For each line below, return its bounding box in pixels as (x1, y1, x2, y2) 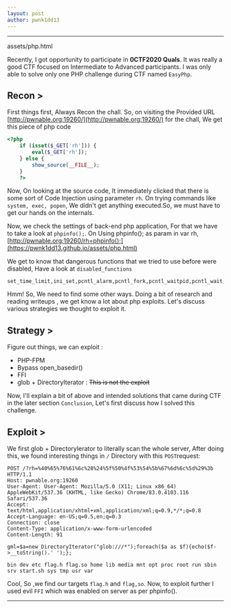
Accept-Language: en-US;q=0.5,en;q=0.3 (7, 514, 122, 521)
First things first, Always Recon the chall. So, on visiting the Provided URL (7, 108, 215, 116)
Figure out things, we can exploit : (7, 343, 103, 351)
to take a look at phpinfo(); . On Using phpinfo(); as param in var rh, (7, 229, 199, 238)
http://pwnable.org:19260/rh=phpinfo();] (9, 237, 124, 245)
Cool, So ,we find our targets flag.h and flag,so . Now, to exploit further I (7, 580, 214, 588)
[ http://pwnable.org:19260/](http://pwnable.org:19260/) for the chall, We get (7, 115, 223, 124)
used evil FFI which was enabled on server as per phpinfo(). (7, 587, 177, 596)
